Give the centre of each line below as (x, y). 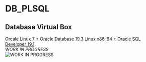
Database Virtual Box (38, 27)
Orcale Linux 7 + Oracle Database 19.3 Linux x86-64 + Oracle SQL (73, 39)
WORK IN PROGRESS (27, 49)
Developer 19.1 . (21, 44)
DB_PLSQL (27, 9)
